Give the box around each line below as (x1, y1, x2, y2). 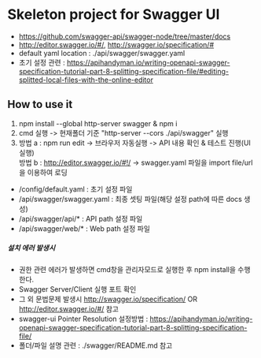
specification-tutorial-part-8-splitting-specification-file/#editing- (18, 66, 230, 76)
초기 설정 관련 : (18, 58, 65, 67)
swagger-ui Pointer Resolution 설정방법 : (18, 314, 149, 323)
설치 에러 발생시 (7, 243, 56, 253)
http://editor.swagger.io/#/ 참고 (18, 304, 119, 313)
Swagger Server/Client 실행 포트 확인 (18, 284, 137, 293)
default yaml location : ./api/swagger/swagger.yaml (18, 48, 186, 58)
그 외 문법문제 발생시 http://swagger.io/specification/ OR (18, 294, 198, 304)
